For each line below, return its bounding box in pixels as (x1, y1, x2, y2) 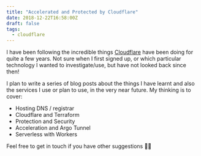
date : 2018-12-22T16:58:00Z (6, 15, 78, 21)
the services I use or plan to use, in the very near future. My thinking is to (6, 86, 191, 94)
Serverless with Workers (15, 131, 78, 138)
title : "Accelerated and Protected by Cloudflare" (6, 9, 138, 15)
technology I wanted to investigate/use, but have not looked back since (6, 62, 187, 69)
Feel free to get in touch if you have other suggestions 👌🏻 (6, 143, 152, 150)
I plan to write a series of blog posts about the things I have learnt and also (6, 80, 195, 87)
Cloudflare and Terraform (15, 111, 80, 119)
